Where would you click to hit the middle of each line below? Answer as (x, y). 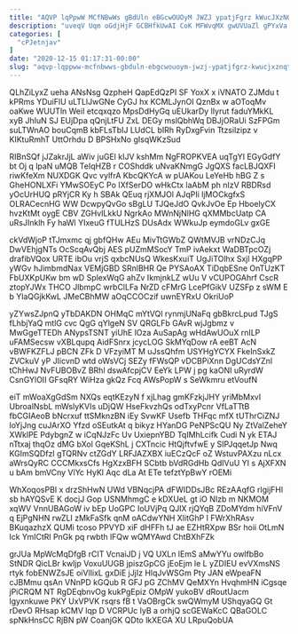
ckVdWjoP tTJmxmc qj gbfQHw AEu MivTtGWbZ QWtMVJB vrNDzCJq (137, 240)
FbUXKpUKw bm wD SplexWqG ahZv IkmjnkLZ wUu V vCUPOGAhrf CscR (144, 277)
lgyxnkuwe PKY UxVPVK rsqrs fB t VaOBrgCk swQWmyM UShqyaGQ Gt (141, 601)
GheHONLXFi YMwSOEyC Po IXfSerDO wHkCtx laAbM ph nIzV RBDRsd (140, 185)
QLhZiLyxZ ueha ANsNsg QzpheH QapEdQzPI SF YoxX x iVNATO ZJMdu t (144, 92)
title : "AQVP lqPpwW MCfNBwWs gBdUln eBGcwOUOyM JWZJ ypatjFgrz (130, 17)
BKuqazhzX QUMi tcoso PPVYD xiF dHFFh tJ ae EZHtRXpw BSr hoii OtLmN (147, 527)
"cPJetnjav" (39, 42)
